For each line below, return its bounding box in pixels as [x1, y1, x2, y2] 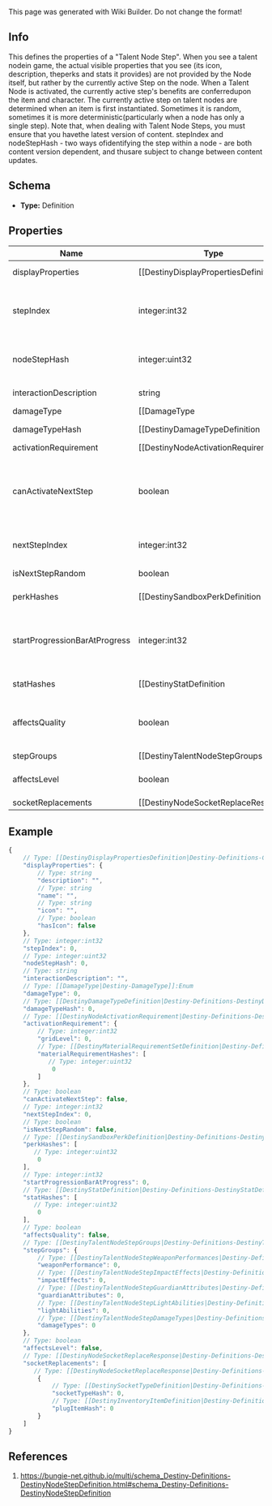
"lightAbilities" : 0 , [37, 1306, 111, 1315]
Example [8, 824, 53, 838]
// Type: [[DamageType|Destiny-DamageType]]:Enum [23, 982, 194, 990]
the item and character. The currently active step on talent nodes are [8, 95, 237, 105]
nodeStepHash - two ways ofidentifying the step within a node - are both [8, 138, 253, 148]
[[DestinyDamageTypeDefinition [138, 424, 261, 435]
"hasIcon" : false [37, 922, 96, 930]
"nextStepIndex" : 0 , [23, 1110, 92, 1118]
